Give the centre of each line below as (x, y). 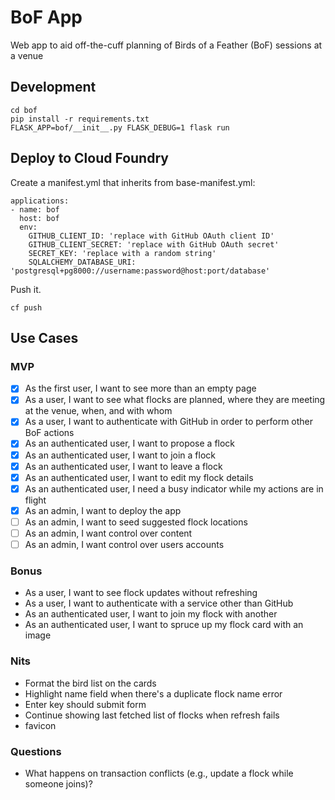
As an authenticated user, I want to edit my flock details (139, 477)
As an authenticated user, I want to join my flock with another (151, 614)
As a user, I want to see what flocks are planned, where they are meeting (175, 400)
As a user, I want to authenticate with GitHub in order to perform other (169, 422)
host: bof (39, 218)
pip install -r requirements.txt (80, 119)
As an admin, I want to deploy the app (103, 510)
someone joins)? (58, 783)
